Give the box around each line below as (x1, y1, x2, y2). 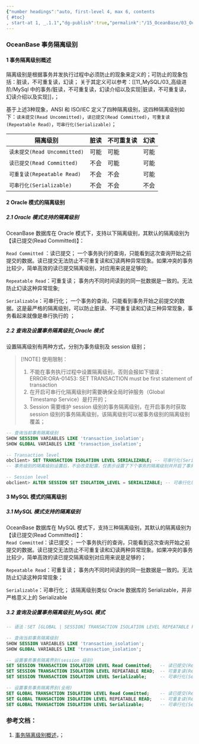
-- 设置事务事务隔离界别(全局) (6, 685, 73, 690)
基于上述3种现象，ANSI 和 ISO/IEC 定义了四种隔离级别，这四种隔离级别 (6, 105, 179, 113)
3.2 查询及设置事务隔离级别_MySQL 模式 (6, 608, 105, 616)
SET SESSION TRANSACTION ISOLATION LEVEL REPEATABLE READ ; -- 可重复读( (6, 668, 188, 674)
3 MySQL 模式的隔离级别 (6, 493, 67, 500)
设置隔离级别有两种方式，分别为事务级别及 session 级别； (6, 343, 147, 350)
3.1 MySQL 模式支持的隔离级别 (6, 508, 81, 515)
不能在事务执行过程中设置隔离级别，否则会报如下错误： (29, 368, 165, 375)
